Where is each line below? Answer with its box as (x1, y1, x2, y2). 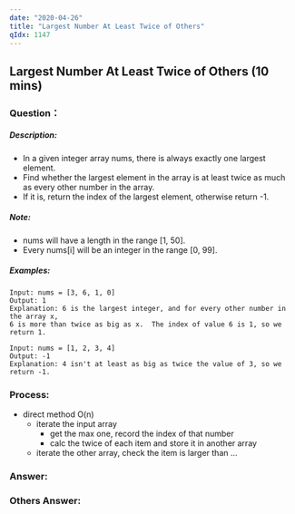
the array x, (9, 312, 59, 321)
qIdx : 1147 (9, 30, 51, 39)
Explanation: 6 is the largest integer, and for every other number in (9, 304, 286, 313)
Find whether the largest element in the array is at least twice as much (22, 171, 286, 182)
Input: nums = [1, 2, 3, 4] (9, 344, 116, 353)
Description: (9, 130, 57, 141)
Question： (9, 106, 61, 119)
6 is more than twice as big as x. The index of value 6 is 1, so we (9, 319, 282, 329)
